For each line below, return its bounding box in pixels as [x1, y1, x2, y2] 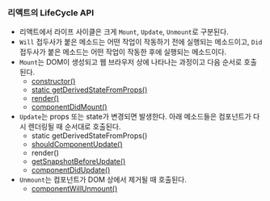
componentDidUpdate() [31, 165, 111, 175]
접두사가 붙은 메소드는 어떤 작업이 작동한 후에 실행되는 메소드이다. [19, 47, 227, 57]
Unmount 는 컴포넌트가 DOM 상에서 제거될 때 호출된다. [19, 175, 187, 185]
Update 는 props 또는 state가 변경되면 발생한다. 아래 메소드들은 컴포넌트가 [19, 111, 251, 122]
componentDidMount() [31, 103, 108, 112]
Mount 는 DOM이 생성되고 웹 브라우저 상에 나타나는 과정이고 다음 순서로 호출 [19, 57, 258, 67]
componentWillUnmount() [31, 184, 118, 194]
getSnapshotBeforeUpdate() [31, 157, 126, 166]
